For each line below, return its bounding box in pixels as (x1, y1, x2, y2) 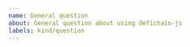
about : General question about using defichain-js (8, 19, 183, 27)
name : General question (8, 11, 89, 20)
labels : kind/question (8, 26, 85, 34)
